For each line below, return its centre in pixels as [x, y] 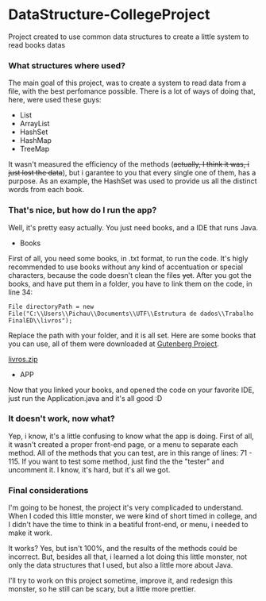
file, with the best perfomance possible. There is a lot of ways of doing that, [132, 91]
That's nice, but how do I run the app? [83, 210]
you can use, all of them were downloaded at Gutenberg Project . [114, 344]
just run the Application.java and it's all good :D [85, 398]
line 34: [21, 292]
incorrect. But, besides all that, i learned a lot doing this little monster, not [128, 557]
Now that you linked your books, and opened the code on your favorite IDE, [131, 390]
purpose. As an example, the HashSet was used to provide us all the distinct [133, 181]
